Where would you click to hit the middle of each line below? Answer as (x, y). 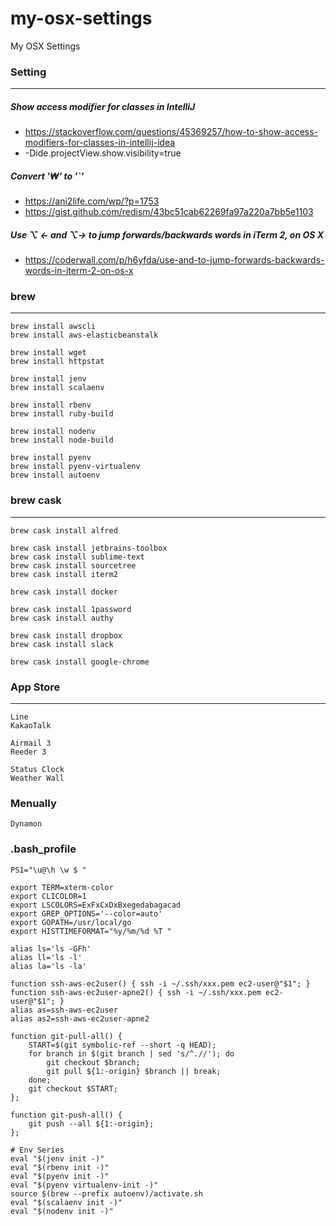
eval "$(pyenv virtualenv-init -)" (84, 1185)
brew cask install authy (62, 618)
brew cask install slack (62, 644)
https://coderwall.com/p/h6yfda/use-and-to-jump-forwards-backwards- (174, 260)
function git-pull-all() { (66, 1036)
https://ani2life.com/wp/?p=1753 (92, 201)
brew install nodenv (53, 432)
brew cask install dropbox (66, 635)
